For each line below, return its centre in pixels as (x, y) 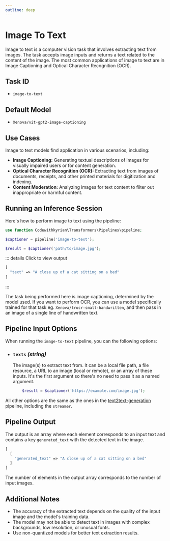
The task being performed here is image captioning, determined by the (80, 297)
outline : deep (20, 10)
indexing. (22, 182)
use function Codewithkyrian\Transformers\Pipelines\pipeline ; (74, 230)
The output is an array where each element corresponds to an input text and (85, 434)
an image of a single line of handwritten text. (52, 313)
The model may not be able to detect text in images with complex (81, 522)
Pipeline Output (31, 422)
